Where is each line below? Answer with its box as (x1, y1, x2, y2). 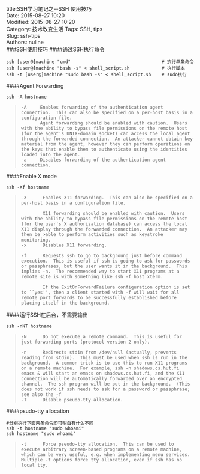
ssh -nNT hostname (6, 323, 52, 329)
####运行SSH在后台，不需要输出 (6, 311, 88, 318)
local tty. (20, 462, 49, 468)
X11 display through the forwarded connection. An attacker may (20, 226, 187, 232)
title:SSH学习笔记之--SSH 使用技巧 (6, 5, 92, 12)
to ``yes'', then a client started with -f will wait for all (20, 290, 180, 296)
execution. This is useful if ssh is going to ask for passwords (20, 258, 190, 264)
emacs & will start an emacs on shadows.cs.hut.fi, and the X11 (20, 371, 185, 377)
